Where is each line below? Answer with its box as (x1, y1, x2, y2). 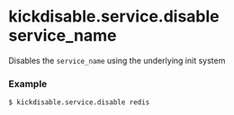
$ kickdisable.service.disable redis (8, 98, 150, 107)
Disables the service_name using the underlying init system (8, 55, 226, 66)
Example (8, 77, 48, 90)
